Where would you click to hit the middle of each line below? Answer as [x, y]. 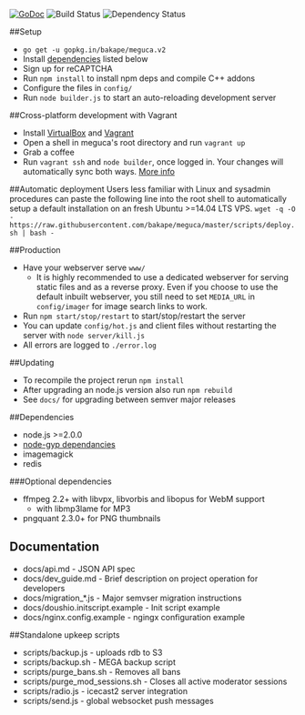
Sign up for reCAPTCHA [67, 69]
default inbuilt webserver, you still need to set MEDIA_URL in [145, 297]
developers [44, 588]
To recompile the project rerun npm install [103, 380]
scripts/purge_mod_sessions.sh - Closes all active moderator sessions [155, 681]
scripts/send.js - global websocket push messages [118, 700]
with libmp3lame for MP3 [83, 509]
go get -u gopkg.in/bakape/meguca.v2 [94, 50]
